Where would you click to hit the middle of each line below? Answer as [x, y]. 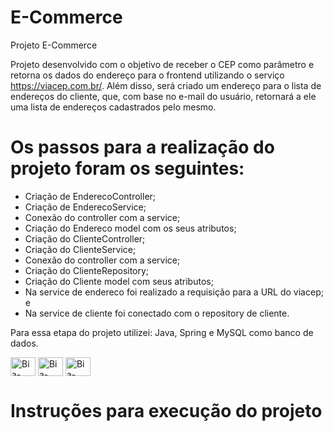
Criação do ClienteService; [80, 249]
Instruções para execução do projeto [166, 411]
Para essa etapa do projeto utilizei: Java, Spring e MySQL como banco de [162, 332]
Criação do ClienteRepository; [87, 270]
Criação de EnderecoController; [90, 196]
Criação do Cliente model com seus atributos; [119, 281]
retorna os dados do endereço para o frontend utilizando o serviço [147, 75]
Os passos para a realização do [142, 147]
